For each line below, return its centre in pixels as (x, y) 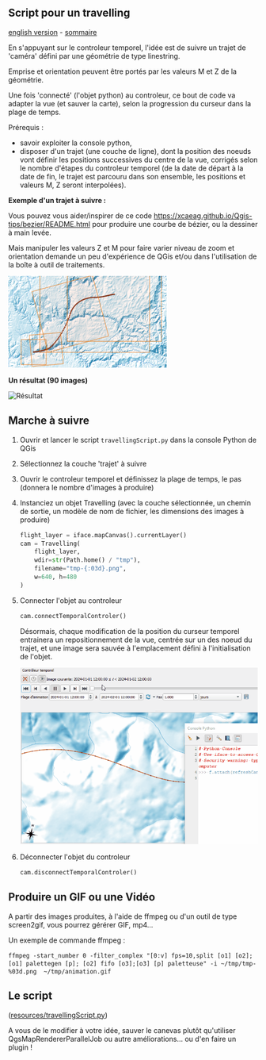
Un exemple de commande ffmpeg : (67, 940)
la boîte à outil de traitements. (57, 264)
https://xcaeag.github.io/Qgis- (203, 215)
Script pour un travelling (69, 13)
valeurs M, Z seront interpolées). (73, 185)
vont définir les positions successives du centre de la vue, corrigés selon (139, 159)
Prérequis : (26, 127)
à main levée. (30, 232)
